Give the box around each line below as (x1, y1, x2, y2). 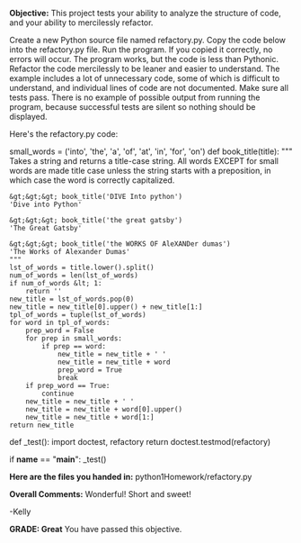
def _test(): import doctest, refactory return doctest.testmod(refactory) (9, 437, 271, 447)
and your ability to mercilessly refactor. (9, 17, 154, 28)
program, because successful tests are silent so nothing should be (9, 102, 256, 112)
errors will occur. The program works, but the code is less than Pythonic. (9, 54, 279, 64)
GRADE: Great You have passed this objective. (9, 524, 182, 534)
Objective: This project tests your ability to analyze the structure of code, (9, 8, 281, 18)
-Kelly (9, 506, 31, 517)
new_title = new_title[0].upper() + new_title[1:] (9, 303, 203, 312)
